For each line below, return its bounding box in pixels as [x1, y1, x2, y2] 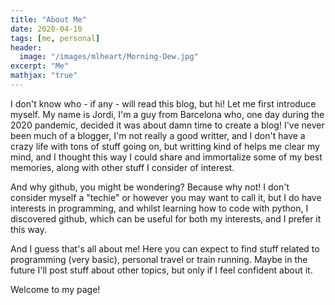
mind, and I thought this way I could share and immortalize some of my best [10, 151, 323, 163]
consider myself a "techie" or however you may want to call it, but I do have [10, 191, 322, 203]
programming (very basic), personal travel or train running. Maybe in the [10, 253, 308, 265]
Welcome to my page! [10, 283, 101, 295]
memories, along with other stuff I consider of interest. [10, 161, 235, 173]
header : [10, 42, 43, 53]
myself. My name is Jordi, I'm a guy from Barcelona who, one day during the [10, 108, 325, 120]
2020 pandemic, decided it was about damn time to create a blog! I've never [10, 119, 325, 131]
